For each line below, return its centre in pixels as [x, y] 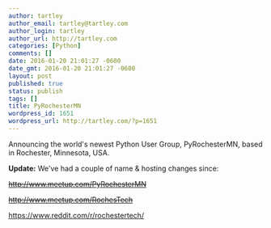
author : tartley [36, 16]
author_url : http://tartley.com [63, 38]
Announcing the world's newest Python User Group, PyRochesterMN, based [135, 144]
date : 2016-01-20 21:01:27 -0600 [65, 61]
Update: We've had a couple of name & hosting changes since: [114, 168]
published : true [36, 83]
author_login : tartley [47, 31]
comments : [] [30, 53]
